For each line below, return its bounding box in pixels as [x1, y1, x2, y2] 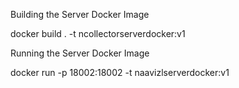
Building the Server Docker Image [10, 9, 150, 20]
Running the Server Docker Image [10, 47, 150, 59]
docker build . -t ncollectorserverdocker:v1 [10, 28, 186, 39]
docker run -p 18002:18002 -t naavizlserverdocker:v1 [10, 67, 230, 78]
